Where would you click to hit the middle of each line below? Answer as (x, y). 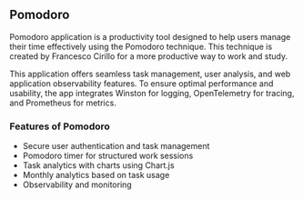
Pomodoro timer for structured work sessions (108, 156)
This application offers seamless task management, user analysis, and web (150, 74)
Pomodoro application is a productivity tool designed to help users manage (150, 36)
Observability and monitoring (77, 184)
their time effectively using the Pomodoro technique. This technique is (141, 46)
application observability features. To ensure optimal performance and (141, 83)
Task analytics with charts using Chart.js (98, 165)
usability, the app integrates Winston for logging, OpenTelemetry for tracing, (152, 93)
